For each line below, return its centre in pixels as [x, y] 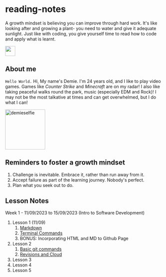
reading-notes [36, 9]
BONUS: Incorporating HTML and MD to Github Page [74, 238]
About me [21, 69]
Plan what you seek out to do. [43, 185]
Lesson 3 [22, 260]
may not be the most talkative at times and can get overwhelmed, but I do [81, 97]
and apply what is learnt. [30, 39]
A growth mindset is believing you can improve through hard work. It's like [82, 23]
